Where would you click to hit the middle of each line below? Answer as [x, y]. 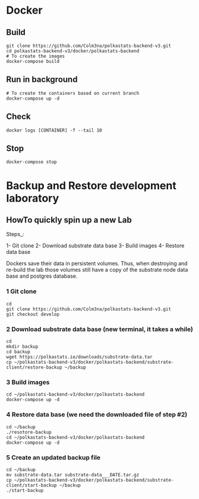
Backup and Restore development [91, 185]
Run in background [42, 80]
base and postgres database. [42, 276]
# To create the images [36, 56]
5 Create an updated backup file [53, 457]
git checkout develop [33, 314]
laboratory [33, 198]
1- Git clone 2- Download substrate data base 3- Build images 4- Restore [95, 246]
